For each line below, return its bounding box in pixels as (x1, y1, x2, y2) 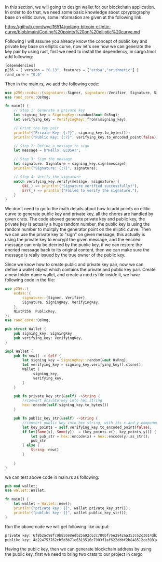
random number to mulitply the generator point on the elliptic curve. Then (5, 226, 151, 232)
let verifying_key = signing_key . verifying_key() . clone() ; (22, 362, 144, 367)
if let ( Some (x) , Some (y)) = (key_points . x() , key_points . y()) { (22, 429, 157, 434)
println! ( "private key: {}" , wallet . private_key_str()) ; (13, 506, 131, 511)
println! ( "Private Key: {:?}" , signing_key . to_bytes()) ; (13, 130, 131, 135)
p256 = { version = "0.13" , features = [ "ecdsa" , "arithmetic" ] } (5, 67, 139, 72)
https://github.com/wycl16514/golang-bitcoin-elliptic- (5, 24, 111, 30)
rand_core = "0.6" (5, 72, 42, 77)
